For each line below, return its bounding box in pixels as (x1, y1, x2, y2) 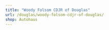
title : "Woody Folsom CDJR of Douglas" (5, 7, 91, 13)
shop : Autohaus (5, 17, 38, 22)
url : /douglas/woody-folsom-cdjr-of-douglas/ (5, 12, 104, 17)
